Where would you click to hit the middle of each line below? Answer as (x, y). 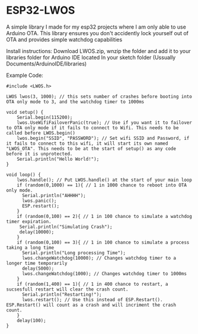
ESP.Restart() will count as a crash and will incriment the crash (91, 305)
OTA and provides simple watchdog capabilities (64, 39)
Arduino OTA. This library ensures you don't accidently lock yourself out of (97, 33)
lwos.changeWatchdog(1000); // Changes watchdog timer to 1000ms (104, 274)
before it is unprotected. (39, 154)
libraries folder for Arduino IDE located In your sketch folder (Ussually (91, 57)
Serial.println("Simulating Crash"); (66, 227)
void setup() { (25, 112)
